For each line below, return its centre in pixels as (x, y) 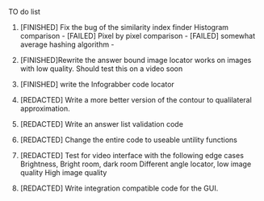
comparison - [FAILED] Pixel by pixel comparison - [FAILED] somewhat (138, 36)
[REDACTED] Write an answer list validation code (102, 124)
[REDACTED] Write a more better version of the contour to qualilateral (136, 100)
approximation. (45, 109)
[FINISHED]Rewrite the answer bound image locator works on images (136, 60)
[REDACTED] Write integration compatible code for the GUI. (119, 188)
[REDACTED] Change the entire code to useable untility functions (129, 140)
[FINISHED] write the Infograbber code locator (97, 84)
